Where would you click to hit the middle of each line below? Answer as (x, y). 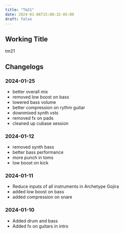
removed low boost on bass (41, 97)
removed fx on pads (33, 118)
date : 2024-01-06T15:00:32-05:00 (40, 14)
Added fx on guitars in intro (40, 226)
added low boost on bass (38, 192)
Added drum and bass (35, 221)
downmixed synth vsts (35, 113)
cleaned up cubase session (40, 123)
